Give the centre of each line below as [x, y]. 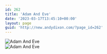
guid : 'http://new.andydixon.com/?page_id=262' [54, 28]
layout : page [18, 23]
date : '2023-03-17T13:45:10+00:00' [41, 18]
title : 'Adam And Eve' [28, 14]
